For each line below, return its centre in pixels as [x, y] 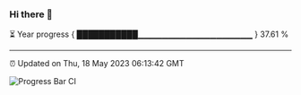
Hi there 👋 [31, 14]
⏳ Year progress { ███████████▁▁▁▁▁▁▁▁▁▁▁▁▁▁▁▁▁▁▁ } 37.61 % [149, 34]
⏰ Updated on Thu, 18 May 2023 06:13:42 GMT [97, 64]
